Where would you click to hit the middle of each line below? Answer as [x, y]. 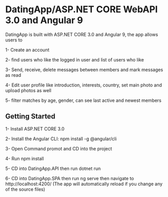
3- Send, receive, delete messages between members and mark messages [84, 70]
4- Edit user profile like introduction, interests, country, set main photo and [84, 85]
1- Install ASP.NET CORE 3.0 [35, 128]
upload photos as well [28, 90]
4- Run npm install [25, 158]
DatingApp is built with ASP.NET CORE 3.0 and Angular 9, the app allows [82, 34]
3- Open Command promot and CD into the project [59, 148]
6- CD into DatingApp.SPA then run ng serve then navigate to [70, 178]
